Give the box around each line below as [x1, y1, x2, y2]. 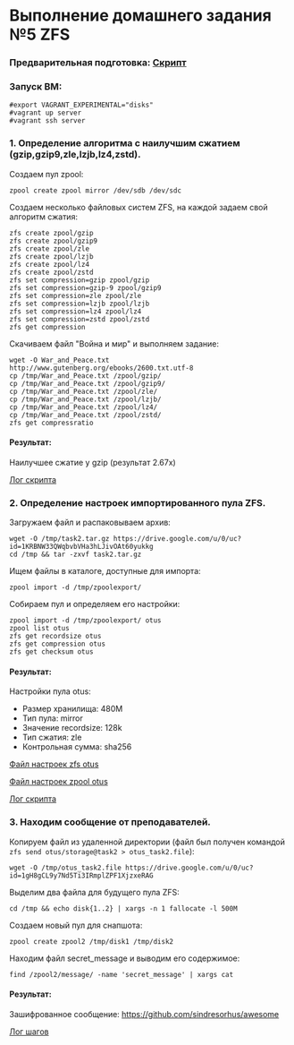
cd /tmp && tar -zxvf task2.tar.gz [9, 550, 142, 560]
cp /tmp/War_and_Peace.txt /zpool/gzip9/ [9, 379, 166, 388]
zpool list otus [9, 624, 70, 633]
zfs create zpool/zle [9, 244, 90, 253]
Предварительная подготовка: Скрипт [9, 56, 187, 69]
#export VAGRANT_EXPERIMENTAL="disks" [9, 100, 154, 110]
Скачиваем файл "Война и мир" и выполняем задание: [9, 338, 219, 349]
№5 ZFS [9, 24, 71, 45]
